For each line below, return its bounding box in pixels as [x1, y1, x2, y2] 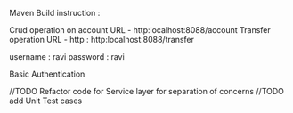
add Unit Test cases [9, 95, 83, 106]
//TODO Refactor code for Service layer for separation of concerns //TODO [9, 86, 285, 96]
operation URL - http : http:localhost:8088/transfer [9, 35, 194, 44]
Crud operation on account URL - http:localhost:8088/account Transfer [9, 25, 272, 35]
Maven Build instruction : [9, 8, 101, 18]
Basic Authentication [9, 69, 85, 79]
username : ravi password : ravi [9, 52, 125, 61]
